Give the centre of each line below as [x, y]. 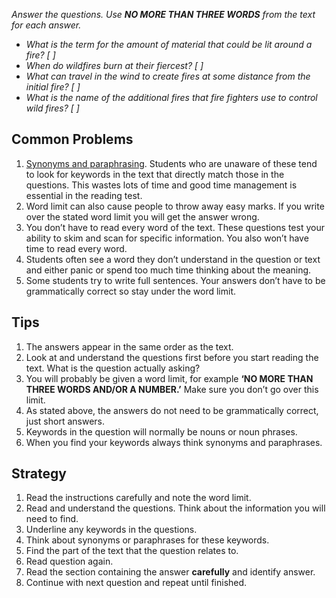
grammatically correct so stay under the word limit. [130, 291]
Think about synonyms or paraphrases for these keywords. [147, 540]
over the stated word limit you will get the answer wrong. [142, 216]
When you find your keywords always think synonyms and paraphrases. [174, 442]
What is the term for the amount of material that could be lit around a [169, 44]
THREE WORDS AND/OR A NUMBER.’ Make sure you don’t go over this [172, 389]
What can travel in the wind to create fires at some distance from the [168, 76]
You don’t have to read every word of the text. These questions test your [175, 227]
